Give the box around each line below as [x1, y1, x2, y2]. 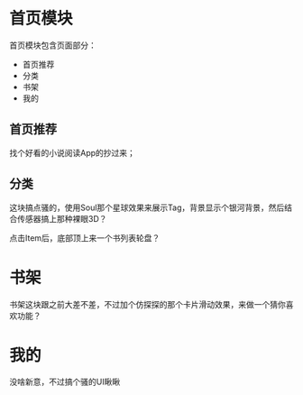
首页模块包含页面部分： [9, 40, 96, 51]
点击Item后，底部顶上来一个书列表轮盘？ [9, 232, 161, 243]
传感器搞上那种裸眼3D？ [16, 213, 107, 224]
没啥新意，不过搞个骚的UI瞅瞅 [9, 376, 121, 388]
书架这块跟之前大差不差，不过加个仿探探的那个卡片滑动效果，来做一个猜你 [9, 299, 286, 309]
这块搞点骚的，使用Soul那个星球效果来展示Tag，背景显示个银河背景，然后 [9, 202, 285, 213]
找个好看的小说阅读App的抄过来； [9, 147, 135, 158]
